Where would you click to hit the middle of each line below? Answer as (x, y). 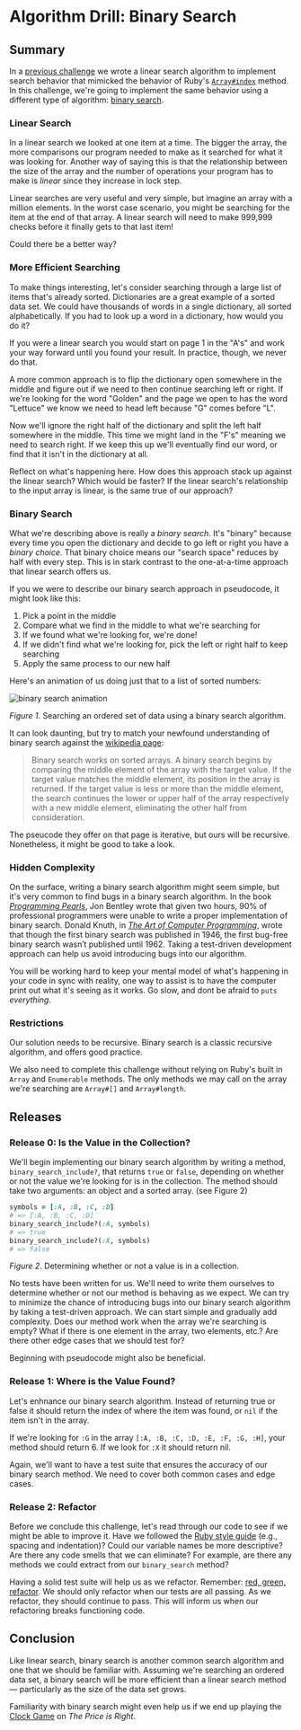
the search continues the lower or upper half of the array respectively (160, 798)
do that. (24, 362)
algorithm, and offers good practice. (76, 1052)
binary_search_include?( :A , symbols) (80, 1223)
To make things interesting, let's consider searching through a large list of (146, 287)
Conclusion (42, 1639)
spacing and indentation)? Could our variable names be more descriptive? (146, 1546)
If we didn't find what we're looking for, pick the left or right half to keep (155, 644)
